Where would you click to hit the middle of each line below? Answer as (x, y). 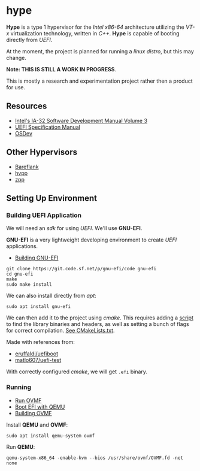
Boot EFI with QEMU (40, 407)
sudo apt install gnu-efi (38, 307)
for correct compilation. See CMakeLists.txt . (60, 331)
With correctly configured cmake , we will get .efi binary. (77, 372)
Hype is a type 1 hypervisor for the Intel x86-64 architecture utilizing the (95, 27)
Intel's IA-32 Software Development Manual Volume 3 (81, 120)
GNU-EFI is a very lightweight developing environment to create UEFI (92, 240)
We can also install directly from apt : (51, 296)
